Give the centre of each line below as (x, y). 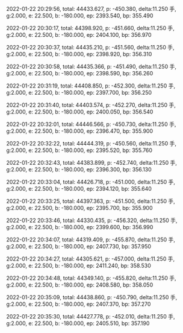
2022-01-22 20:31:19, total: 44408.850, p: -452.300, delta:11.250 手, (91, 86)
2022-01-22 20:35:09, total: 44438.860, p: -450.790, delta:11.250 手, (92, 297)
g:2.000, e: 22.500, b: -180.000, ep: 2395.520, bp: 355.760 (79, 150)
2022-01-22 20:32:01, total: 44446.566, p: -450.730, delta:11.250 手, (91, 124)
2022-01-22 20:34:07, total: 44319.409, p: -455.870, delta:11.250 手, (91, 239)
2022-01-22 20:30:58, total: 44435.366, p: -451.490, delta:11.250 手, (91, 66)
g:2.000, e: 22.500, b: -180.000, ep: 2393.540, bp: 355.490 (80, 16)
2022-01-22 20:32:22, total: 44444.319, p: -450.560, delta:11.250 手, (91, 143)
